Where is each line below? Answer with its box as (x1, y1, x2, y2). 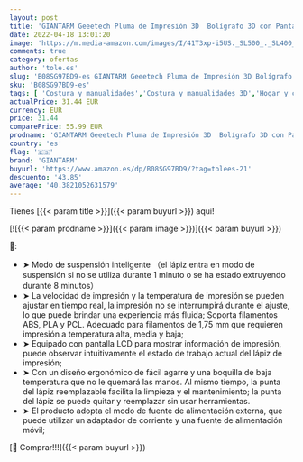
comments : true (9, 47, 67, 56)
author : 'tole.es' (9, 64, 78, 73)
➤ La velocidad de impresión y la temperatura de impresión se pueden (22, 291, 285, 301)
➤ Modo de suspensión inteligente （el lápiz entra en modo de (22, 259, 255, 271)
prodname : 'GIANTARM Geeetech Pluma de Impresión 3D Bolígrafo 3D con (9, 131, 284, 140)
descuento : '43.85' (9, 172, 83, 181)
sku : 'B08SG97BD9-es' (9, 80, 91, 89)
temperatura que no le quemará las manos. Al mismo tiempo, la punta (22, 376, 281, 388)
